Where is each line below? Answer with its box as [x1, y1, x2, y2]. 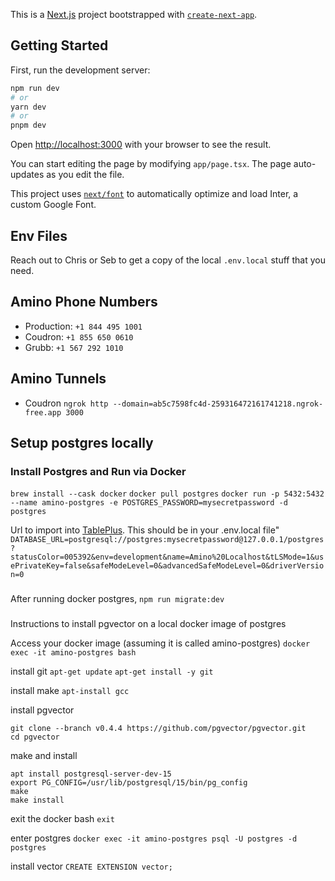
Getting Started [10, 37, 109, 54]
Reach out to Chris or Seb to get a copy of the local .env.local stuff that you [10, 254, 326, 266]
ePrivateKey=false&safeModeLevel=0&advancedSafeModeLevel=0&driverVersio [10, 561, 325, 571]
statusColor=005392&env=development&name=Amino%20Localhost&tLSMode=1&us [10, 552, 325, 563]
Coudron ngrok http [24, 397, 109, 409]
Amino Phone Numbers [10, 294, 158, 311]
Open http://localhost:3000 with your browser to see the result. [10, 139, 272, 151]
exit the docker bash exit [10, 813, 115, 825]
